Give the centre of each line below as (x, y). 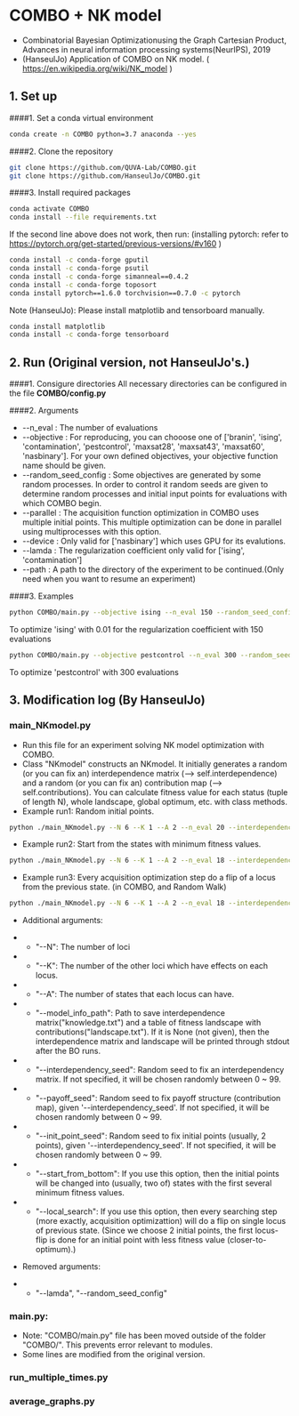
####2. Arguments (44, 411)
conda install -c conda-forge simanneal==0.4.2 (99, 277)
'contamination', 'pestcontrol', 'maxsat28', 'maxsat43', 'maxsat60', (143, 447)
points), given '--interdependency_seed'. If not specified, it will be (156, 1146)
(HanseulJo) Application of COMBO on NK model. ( (116, 59)
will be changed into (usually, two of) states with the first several (154, 1183)
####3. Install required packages (70, 193)
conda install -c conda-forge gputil (79, 260)
